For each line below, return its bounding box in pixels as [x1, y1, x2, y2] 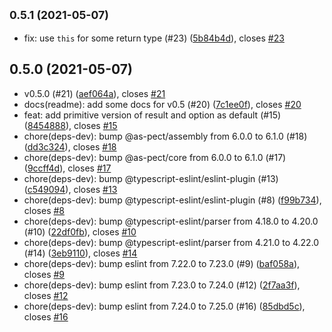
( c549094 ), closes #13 [23, 183, 118, 195]
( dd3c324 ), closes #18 [23, 140, 117, 153]
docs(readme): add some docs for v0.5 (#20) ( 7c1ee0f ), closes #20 [23, 98, 302, 110]
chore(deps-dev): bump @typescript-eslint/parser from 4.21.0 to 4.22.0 [23, 236, 320, 248]
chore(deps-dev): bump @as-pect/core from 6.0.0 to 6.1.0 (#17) [23, 151, 287, 163]
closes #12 [23, 289, 69, 301]
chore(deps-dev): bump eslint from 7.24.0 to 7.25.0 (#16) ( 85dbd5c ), [23, 300, 306, 312]
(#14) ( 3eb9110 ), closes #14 [23, 247, 138, 259]
